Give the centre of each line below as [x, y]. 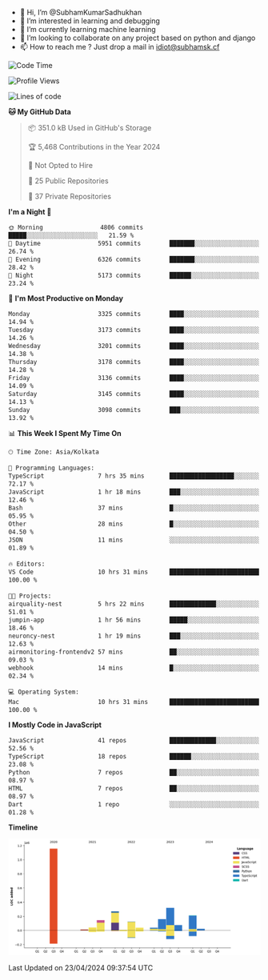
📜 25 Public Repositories [68, 181]
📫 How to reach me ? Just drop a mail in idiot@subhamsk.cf [120, 47]
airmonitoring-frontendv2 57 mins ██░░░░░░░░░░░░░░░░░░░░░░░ [134, 652]
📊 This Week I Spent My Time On [65, 433]
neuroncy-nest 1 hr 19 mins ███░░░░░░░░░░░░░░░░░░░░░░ [134, 636]
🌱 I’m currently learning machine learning [88, 29]
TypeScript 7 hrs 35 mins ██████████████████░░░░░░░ [134, 476]
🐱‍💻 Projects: [30, 596]
